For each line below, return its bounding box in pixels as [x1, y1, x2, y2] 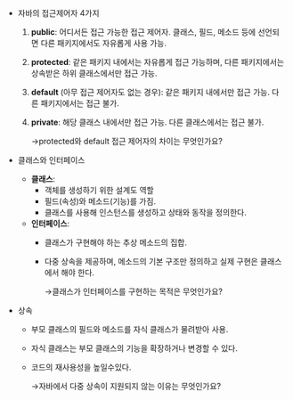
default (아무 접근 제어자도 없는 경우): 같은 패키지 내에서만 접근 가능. [30, 87, 270, 97]
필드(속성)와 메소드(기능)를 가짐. [44, 196, 157, 207]
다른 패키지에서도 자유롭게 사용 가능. [40, 38, 167, 48]
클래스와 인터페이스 [17, 155, 85, 165]
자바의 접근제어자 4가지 [17, 8, 100, 18]
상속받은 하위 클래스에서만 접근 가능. [30, 68, 158, 78]
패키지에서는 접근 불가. [40, 98, 120, 109]
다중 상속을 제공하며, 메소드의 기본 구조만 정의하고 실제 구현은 [44, 257, 258, 266]
